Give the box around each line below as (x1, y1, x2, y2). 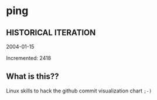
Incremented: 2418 (6, 55, 52, 61)
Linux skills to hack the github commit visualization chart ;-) (6, 87, 152, 94)
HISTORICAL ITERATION (6, 28, 96, 38)
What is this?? (6, 72, 59, 82)
